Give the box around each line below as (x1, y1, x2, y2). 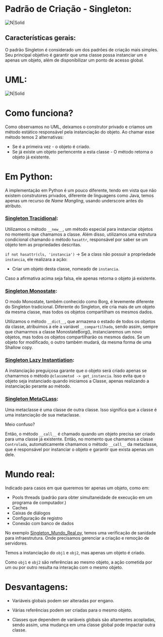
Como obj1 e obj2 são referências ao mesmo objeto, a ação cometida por (5, 559, 152, 565)
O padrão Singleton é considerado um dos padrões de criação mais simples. (5, 46, 159, 52)
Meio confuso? (5, 421, 35, 427)
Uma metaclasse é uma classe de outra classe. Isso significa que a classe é (5, 407, 157, 413)
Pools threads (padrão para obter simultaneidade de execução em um (12, 494, 153, 500)
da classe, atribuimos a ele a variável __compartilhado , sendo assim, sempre (5, 324, 158, 329)
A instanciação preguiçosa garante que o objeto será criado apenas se (5, 368, 147, 373)
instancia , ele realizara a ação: (5, 256, 68, 262)
